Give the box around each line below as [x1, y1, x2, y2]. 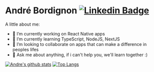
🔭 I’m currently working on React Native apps [12, 31, 105, 36]
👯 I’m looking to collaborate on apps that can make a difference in [12, 41, 147, 47]
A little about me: [5, 21, 40, 27]
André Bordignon [5, 5, 77, 16]
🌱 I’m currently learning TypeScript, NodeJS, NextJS [12, 36, 120, 42]
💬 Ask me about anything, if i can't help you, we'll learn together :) [12, 52, 148, 58]
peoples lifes [12, 46, 39, 52]
